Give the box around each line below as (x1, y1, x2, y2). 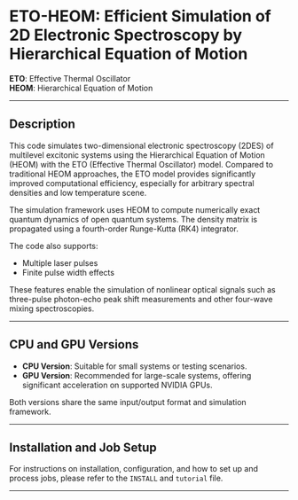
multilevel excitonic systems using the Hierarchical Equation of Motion (9, 149, 266, 160)
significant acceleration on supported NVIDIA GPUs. (21, 379, 213, 390)
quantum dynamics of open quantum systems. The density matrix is (9, 214, 258, 224)
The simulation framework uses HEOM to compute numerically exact (9, 204, 261, 215)
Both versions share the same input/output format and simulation (9, 396, 247, 407)
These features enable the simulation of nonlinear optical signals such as (9, 284, 277, 294)
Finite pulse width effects (21, 267, 115, 277)
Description (9, 117, 75, 132)
